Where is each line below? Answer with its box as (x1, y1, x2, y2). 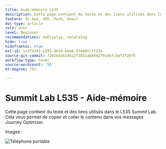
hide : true (5, 39, 28, 44)
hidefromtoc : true (5, 44, 43, 49)
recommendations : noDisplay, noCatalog (5, 35, 87, 40)
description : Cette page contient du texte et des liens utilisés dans (5, 12, 156, 17)
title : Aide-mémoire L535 (5, 7, 58, 12)
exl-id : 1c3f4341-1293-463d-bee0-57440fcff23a (5, 48, 103, 53)
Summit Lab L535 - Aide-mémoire (5, 92, 147, 104)
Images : (5, 129, 23, 135)
